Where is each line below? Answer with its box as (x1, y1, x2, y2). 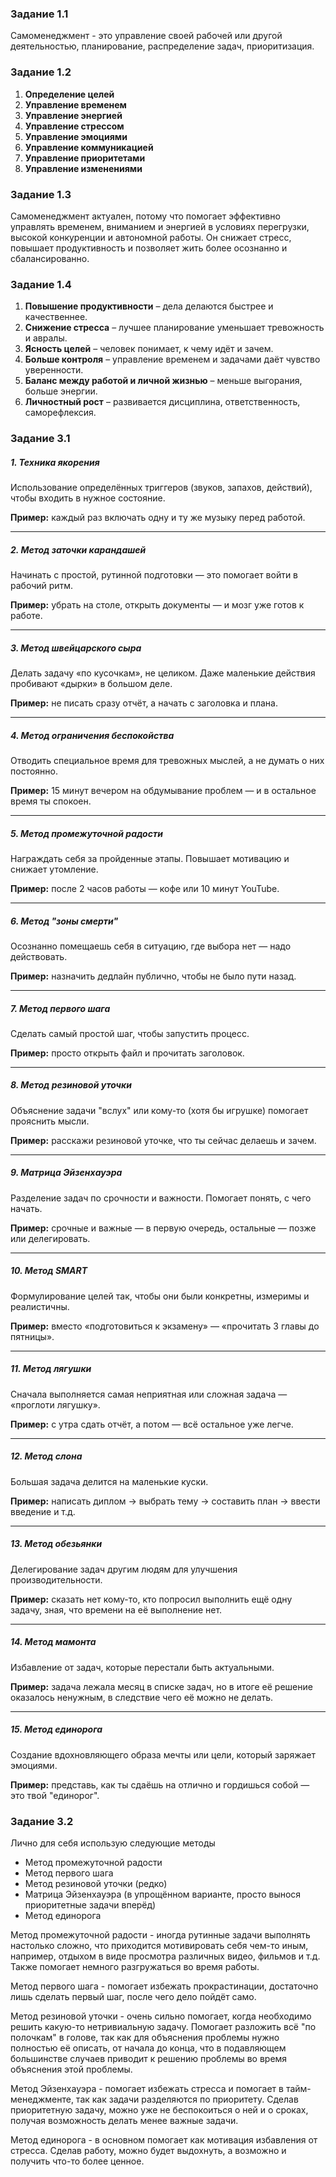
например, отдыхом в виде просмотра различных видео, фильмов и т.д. (10, 1950, 321, 1962)
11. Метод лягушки (10, 1363, 92, 1375)
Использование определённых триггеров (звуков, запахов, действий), (10, 482, 313, 494)
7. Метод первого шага (10, 1002, 111, 1014)
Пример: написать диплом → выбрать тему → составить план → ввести (10, 1495, 321, 1507)
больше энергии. (24, 385, 98, 397)
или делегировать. (10, 1232, 91, 1244)
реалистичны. (10, 1300, 70, 1312)
